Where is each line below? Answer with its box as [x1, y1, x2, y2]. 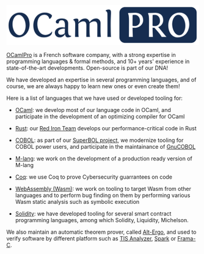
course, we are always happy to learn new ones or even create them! [6, 82, 180, 90]
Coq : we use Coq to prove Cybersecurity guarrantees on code [15, 173, 173, 181]
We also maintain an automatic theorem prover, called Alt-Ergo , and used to [6, 228, 197, 236]
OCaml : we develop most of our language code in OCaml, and [15, 106, 171, 113]
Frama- [177, 234, 196, 242]
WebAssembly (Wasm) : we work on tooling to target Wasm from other [15, 185, 191, 192]
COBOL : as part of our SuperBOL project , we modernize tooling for [15, 136, 184, 144]
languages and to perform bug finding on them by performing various [15, 192, 191, 199]
